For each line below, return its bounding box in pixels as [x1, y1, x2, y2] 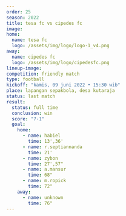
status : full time [12, 104, 59, 111]
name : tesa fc [12, 37, 47, 43]
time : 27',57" [28, 161, 64, 167]
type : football [6, 76, 45, 82]
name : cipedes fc [12, 54, 56, 60]
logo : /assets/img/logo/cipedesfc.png [12, 59, 110, 65]
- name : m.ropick [22, 178, 67, 184]
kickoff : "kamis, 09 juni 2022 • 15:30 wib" [6, 82, 121, 88]
